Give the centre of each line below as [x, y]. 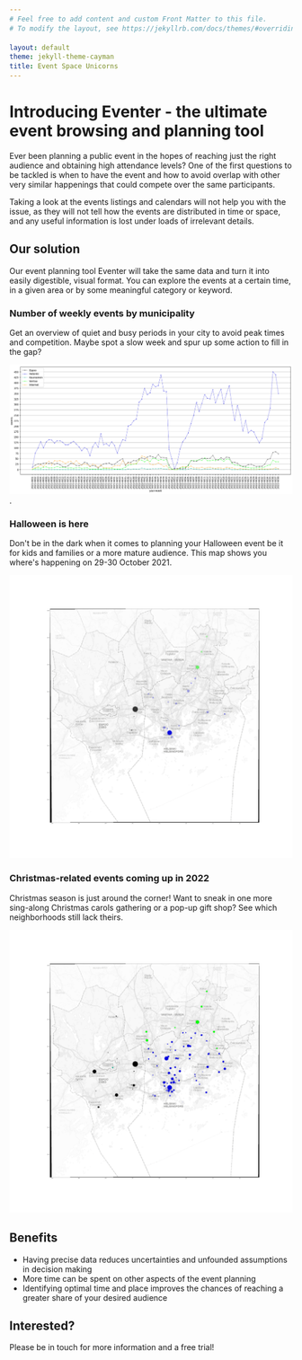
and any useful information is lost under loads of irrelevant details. [132, 221]
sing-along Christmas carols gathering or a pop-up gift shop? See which [143, 907]
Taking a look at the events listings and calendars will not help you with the [148, 201]
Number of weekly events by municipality [102, 313]
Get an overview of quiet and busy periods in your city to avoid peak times [147, 333]
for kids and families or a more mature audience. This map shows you [138, 553]
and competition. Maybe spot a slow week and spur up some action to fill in [149, 342]
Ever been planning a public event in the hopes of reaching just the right [143, 155]
